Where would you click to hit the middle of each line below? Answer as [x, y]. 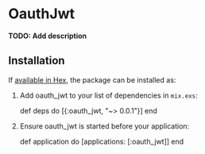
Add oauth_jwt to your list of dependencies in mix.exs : [109, 95]
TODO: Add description [48, 36]
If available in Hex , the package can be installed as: [92, 79]
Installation [37, 61]
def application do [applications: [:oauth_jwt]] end [102, 141]
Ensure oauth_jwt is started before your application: [104, 126]
